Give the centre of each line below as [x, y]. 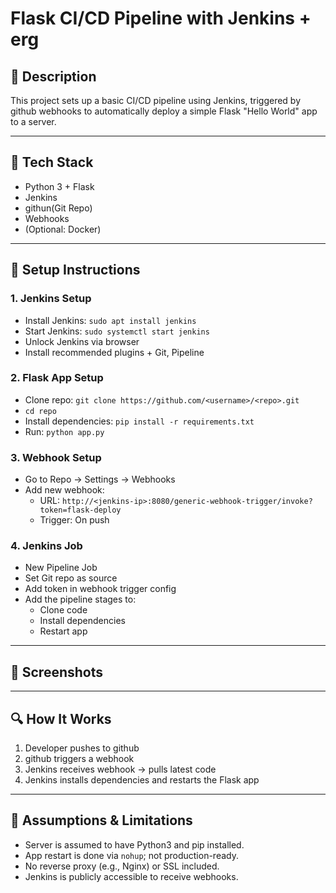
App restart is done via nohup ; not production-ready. [131, 855]
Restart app [63, 631]
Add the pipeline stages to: [80, 599]
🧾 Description [53, 76]
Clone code [63, 610]
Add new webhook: [64, 490]
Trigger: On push [74, 520]
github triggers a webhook [79, 759]
